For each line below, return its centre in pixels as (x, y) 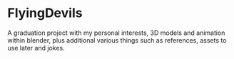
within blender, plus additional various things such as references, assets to (117, 40)
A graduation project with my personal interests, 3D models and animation (116, 33)
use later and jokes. (36, 48)
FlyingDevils (45, 13)
